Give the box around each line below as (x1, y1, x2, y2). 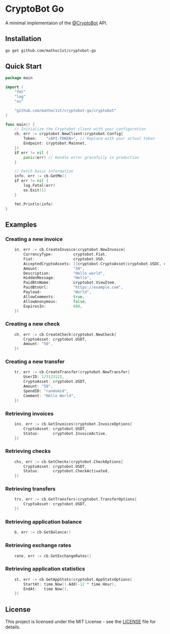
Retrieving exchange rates (5, 542, 72, 549)
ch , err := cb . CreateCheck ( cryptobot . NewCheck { (14, 332, 116, 337)
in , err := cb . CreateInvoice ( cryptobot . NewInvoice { (14, 247, 125, 252)
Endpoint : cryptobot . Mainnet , (23, 141, 87, 146)
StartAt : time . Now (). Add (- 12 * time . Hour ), (23, 582, 116, 587)
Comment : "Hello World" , (23, 393, 76, 398)
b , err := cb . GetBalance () (14, 530, 71, 535)
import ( (5, 85, 24, 90)
